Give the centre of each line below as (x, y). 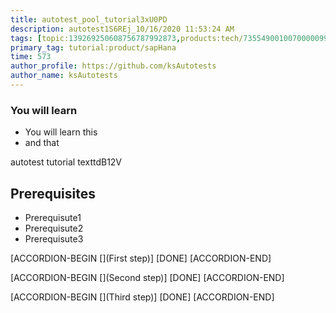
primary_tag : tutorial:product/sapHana (93, 47)
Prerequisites (53, 193)
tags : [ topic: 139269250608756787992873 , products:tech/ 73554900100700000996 (171, 38)
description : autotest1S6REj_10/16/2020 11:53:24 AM (122, 29)
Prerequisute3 (54, 238)
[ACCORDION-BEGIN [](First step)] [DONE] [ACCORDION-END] (141, 258)
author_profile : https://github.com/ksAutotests (113, 66)
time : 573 (31, 57)
